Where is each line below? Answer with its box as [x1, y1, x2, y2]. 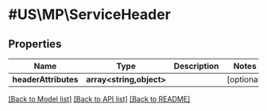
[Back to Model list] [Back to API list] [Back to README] [8, 94, 191, 104]
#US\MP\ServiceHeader [8, 6, 171, 24]
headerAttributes [12, 74, 79, 85]
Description [173, 61, 219, 71]
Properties [8, 37, 62, 51]
